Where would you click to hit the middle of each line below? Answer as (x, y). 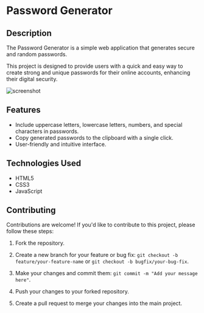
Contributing (31, 210)
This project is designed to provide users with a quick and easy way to (95, 66)
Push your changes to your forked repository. (72, 292)
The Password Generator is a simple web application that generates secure (100, 48)
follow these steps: (30, 231)
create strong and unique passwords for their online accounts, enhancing (98, 73)
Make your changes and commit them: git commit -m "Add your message (106, 273)
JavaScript (29, 191)
